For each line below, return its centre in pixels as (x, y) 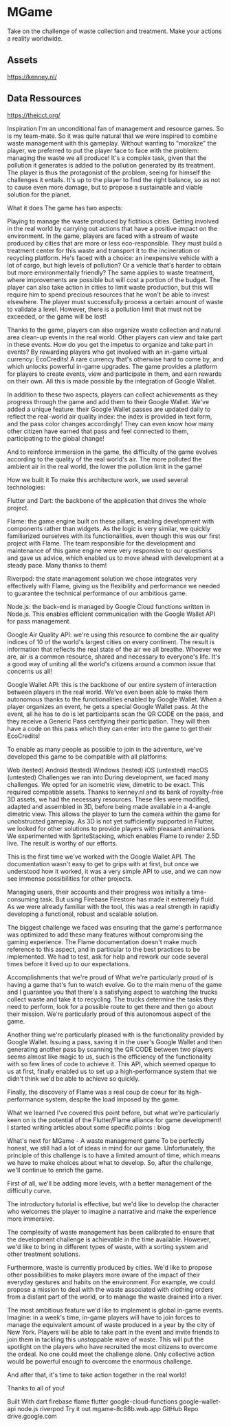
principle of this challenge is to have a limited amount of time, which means (114, 1155)
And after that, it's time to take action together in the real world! (97, 1375)
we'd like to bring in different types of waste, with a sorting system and (108, 1246)
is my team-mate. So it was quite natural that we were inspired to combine (112, 136)
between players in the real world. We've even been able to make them (108, 692)
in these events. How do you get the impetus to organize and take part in (110, 344)
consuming (23, 899)
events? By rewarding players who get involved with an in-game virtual (107, 352)
